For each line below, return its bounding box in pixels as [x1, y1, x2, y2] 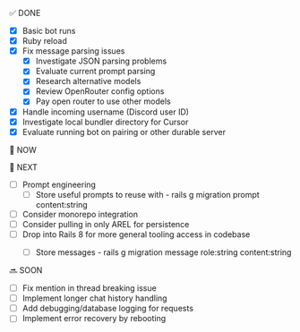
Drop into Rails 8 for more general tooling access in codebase [21, 228, 251, 240]
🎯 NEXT [9, 161, 39, 173]
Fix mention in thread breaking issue [21, 283, 157, 294]
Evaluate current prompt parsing [35, 66, 156, 77]
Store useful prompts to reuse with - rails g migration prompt [35, 189, 260, 200]
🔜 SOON [9, 265, 43, 276]
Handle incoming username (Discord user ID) [21, 106, 190, 117]
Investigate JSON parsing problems [35, 55, 167, 66]
